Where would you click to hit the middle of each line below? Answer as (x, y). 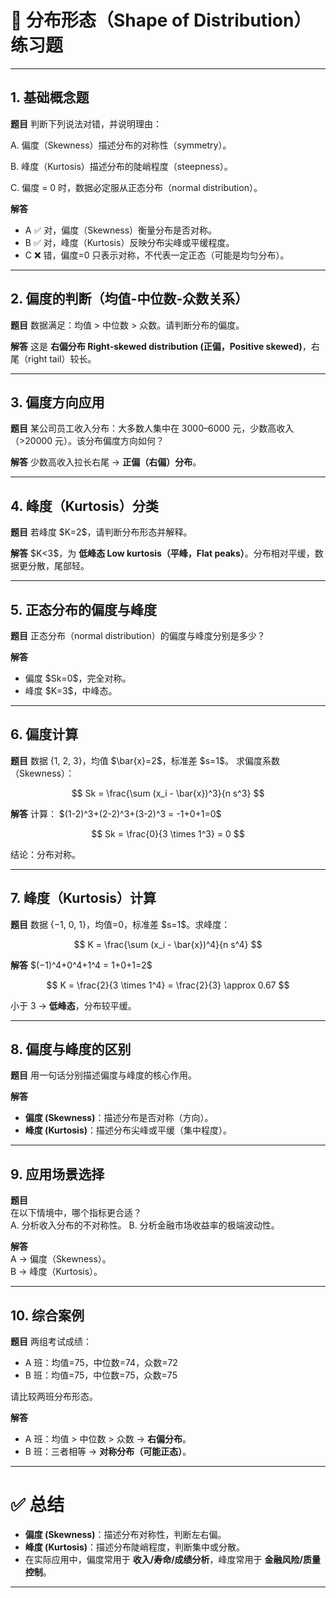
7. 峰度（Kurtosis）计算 (83, 898)
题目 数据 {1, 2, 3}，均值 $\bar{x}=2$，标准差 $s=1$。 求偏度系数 (145, 760)
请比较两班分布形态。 (54, 1397)
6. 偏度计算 (44, 734)
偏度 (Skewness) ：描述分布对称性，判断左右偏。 (125, 1534)
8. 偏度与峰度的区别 (71, 1049)
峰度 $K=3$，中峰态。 (71, 690)
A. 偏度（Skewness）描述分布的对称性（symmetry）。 (121, 145)
